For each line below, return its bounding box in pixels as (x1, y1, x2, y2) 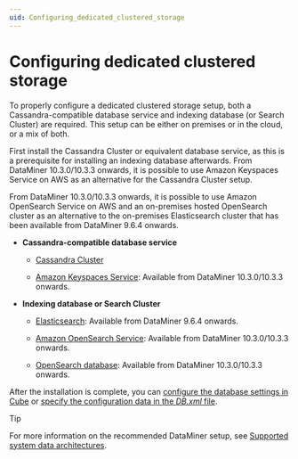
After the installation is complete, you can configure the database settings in (9, 386, 289, 397)
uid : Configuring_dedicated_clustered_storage (9, 12, 185, 22)
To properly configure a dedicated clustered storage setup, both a (9, 100, 252, 111)
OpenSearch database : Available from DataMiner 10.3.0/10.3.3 (35, 359, 262, 370)
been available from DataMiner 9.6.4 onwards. (9, 219, 180, 230)
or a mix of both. (9, 128, 70, 139)
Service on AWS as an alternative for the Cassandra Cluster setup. (9, 174, 253, 184)
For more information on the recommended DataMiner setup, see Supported (9, 430, 289, 441)
